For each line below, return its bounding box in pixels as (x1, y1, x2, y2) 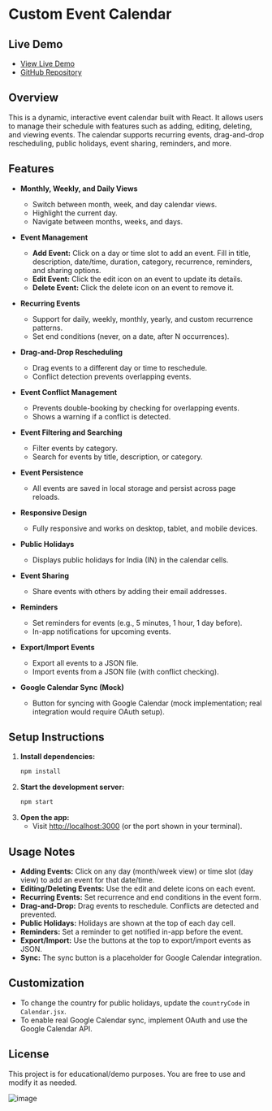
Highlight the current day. (32, 208, 118, 218)
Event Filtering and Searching (19, 427, 123, 437)
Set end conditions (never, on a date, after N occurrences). (32, 331, 230, 341)
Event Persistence (19, 467, 84, 477)
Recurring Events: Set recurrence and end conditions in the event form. (19, 892, 261, 902)
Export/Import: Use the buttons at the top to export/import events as (19, 935, 252, 945)
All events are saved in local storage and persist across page (32, 483, 236, 493)
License (8, 1048, 50, 1061)
